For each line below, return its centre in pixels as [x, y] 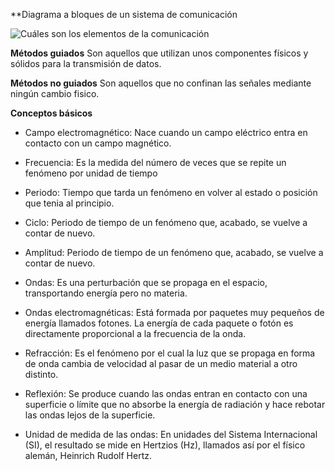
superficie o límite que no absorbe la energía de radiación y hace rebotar [175, 404]
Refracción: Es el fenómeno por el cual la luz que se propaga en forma [170, 353]
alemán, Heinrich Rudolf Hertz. [88, 455]
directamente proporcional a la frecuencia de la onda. [135, 333]
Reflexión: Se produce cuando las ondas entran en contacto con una [166, 393]
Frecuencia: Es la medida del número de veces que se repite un [155, 162]
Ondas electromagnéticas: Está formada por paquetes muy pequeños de [174, 312]
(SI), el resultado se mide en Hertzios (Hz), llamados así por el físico [165, 445]
